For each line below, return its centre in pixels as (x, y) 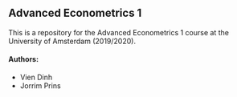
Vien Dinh (36, 77)
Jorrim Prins (41, 86)
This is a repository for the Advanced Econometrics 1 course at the (118, 32)
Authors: (23, 59)
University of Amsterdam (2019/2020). (72, 41)
